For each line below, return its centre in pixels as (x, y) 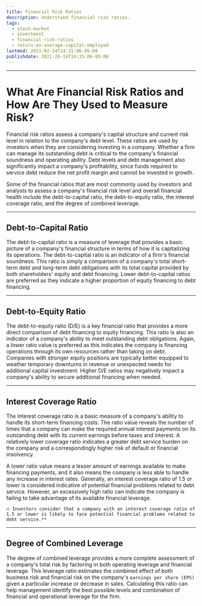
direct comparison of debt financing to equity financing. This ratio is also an (100, 332)
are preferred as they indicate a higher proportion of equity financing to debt (101, 281)
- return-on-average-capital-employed (60, 46)
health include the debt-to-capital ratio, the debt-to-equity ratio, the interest (100, 197)
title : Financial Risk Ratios (44, 12)
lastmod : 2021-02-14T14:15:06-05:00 (52, 51)
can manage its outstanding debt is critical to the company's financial (92, 153)
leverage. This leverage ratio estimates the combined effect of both (90, 571)
